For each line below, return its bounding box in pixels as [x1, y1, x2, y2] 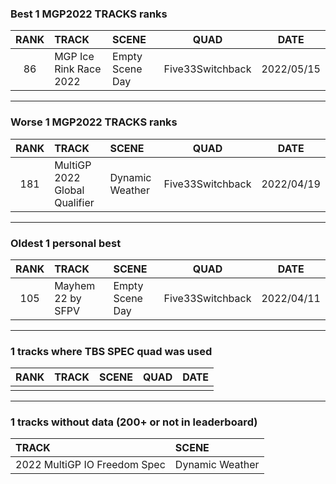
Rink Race [54, 62, 102, 76]
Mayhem [54, 278, 96, 292]
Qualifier [54, 195, 95, 209]
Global [54, 183, 85, 197]
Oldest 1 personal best [10, 236, 122, 250]
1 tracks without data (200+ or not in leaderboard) [10, 415, 258, 429]
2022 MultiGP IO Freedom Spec [15, 458, 166, 472]
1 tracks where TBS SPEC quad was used [10, 344, 213, 358]
